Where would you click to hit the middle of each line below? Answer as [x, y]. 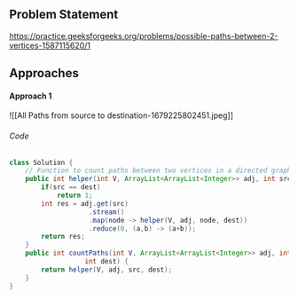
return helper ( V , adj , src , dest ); [107, 270]
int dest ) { [106, 262]
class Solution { [41, 162]
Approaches [44, 73]
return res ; [63, 237]
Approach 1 [31, 96]
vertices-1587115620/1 [50, 45]
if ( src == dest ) [71, 187]
